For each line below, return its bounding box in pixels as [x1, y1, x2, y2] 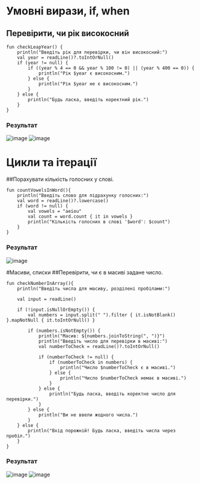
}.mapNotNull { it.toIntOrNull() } [6, 317, 95, 323]
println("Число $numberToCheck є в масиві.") [59, 364, 176, 370]
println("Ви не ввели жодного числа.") [38, 412, 138, 418]
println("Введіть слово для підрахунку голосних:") [17, 192, 149, 199]
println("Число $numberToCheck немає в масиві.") [59, 375, 187, 381]
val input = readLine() [17, 296, 77, 302]
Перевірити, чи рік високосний [6, 28, 129, 38]
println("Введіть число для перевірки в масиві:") [38, 338, 168, 344]
